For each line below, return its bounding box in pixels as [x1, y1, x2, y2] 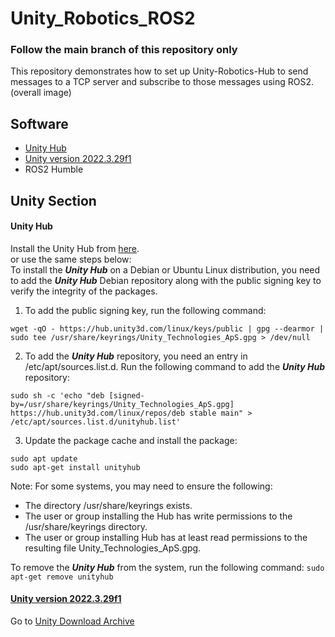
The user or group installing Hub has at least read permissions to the [24, 531, 308, 543]
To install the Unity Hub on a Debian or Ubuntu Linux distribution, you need [10, 263, 321, 276]
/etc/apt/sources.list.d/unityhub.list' [10, 417, 182, 427]
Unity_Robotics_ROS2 [10, 7, 196, 30]
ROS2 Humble [24, 163, 84, 176]
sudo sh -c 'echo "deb [10, 390, 105, 401]
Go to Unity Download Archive [10, 615, 135, 627]
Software [10, 115, 69, 132]
